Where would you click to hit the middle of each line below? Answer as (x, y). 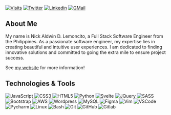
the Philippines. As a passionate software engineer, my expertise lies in (80, 41)
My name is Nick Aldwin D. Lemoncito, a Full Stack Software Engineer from (84, 36)
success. (15, 57)
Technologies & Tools (40, 84)
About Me (21, 24)
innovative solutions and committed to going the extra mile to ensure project (86, 52)
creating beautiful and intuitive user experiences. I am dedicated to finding (84, 47)
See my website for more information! (45, 67)
